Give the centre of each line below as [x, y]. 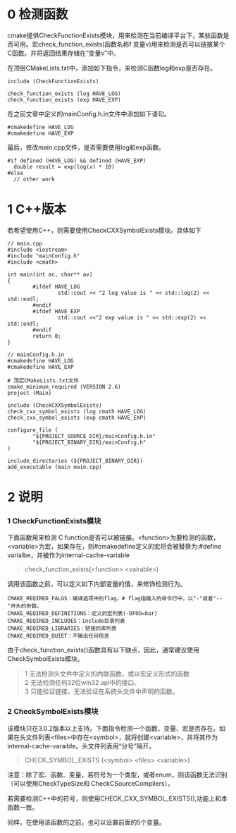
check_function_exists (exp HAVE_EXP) [64, 99]
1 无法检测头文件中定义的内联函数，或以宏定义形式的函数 [107, 674]
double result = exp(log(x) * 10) [64, 166]
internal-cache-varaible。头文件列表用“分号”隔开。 [81, 746]
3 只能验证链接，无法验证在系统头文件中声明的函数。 [101, 691]
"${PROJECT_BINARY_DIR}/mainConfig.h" [89, 442]
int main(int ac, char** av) [50, 274]
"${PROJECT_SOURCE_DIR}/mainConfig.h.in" [94, 436]
